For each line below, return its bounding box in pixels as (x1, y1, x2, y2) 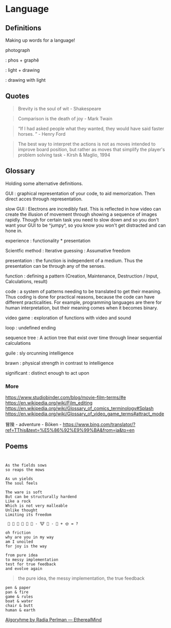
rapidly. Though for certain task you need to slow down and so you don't (5, 216, 159, 223)
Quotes (5, 92, 30, 101)
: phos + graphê (5, 57, 40, 63)
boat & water (5, 598, 33, 604)
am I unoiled (5, 539, 33, 544)
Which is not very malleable (5, 503, 68, 508)
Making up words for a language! (5, 37, 75, 43)
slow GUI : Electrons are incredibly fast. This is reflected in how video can (5, 206, 161, 212)
